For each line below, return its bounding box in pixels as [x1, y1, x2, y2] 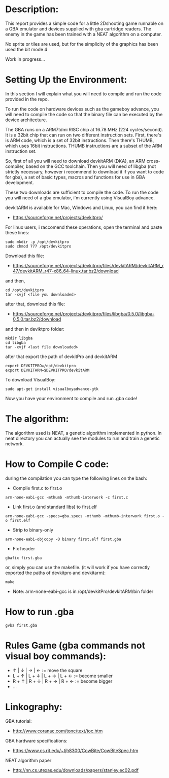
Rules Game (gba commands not [5, 640, 146, 651]
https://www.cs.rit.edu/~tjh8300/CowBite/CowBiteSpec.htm [12, 747, 139, 754]
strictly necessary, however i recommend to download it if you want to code [5, 168, 164, 174]
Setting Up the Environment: [5, 74, 127, 86]
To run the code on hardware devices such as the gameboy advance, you [5, 105, 159, 112]
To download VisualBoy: [5, 376, 56, 382]
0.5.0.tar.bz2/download [12, 316, 61, 322]
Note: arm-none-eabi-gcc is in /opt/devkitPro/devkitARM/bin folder [12, 588, 154, 594]
